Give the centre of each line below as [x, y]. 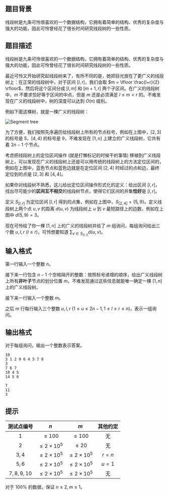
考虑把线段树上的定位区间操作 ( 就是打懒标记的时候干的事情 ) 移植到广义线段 [83, 155]
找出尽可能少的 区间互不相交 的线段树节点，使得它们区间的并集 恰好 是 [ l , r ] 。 [82, 191]
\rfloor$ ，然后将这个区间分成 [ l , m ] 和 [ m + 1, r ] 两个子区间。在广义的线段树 [82, 88]
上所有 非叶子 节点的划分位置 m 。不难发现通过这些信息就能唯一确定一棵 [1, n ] [84, 281]
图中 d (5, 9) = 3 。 [23, 215]
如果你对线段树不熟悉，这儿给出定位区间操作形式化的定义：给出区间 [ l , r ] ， [82, 184]
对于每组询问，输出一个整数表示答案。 [45, 345]
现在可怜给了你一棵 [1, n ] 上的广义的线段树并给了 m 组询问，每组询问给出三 [83, 226]
